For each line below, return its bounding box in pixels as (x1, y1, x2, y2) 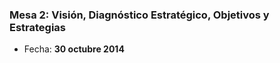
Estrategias (9, 20, 67, 34)
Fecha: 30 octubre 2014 (23, 43, 125, 55)
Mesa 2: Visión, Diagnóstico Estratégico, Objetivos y (9, 8, 270, 22)
